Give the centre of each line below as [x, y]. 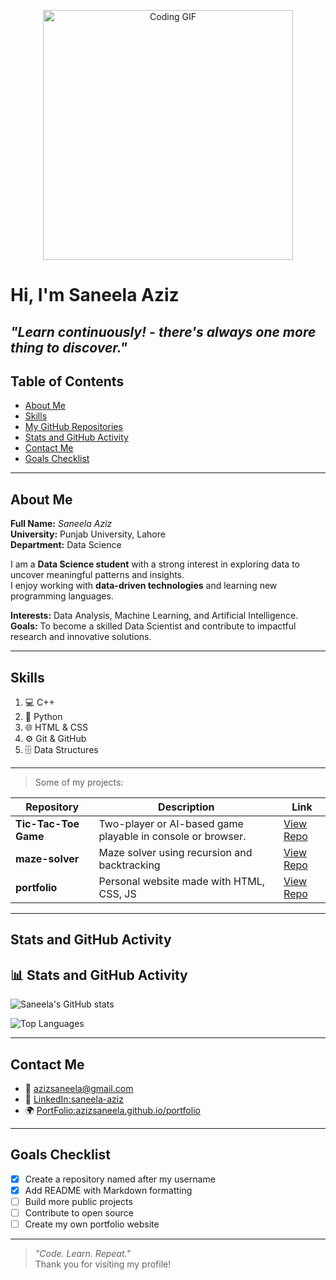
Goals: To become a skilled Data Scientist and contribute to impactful [153, 626]
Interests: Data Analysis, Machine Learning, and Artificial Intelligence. [154, 616]
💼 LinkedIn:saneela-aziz [74, 1099]
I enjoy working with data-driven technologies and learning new [144, 586]
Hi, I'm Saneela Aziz [95, 295]
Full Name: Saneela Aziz [61, 524]
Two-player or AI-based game [171, 824]
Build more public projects [78, 1201]
